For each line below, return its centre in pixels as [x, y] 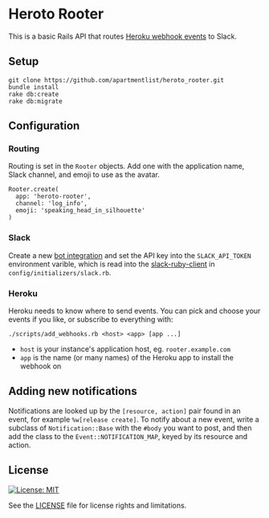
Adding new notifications [73, 391]
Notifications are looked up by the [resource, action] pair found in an [124, 410]
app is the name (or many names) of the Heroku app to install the [127, 358]
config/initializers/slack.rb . [60, 272]
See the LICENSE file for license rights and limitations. [98, 505]
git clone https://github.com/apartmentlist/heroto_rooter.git [116, 80]
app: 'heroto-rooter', [53, 197]
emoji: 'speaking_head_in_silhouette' [81, 211]
